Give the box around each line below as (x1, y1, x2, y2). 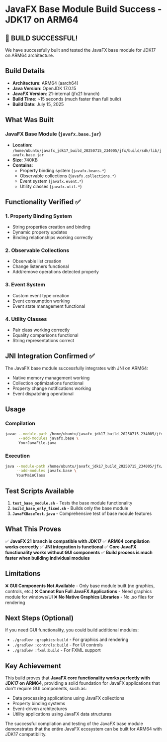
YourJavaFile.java (18, 441, 57, 446)
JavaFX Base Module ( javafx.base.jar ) (5, 130, 101, 137)
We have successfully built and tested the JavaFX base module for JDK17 (5, 47, 156, 53)
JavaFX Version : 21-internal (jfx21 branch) (12, 91, 100, 97)
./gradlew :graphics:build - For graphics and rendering (12, 636, 129, 643)
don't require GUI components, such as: (5, 686, 87, 692)
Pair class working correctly (12, 327, 70, 333)
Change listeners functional (12, 263, 69, 269)
